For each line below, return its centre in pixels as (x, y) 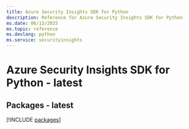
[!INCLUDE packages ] (34, 120)
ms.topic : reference (32, 29)
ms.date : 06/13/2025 (32, 23)
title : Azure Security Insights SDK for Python (68, 12)
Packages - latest (40, 105)
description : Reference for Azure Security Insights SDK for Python (94, 18)
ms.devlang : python (31, 35)
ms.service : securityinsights (45, 40)
